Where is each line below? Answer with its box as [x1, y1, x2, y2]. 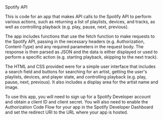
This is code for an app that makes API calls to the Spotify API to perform [5, 14, 152, 19]
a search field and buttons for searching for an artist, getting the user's [5, 69, 147, 75]
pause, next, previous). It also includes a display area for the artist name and [5, 79, 159, 85]
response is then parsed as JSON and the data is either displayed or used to [5, 49, 158, 55]
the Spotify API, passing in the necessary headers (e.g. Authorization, [5, 39, 145, 44]
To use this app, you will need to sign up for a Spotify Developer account [5, 94, 151, 100]
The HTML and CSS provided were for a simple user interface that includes [5, 63, 156, 69]
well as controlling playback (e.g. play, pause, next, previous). [5, 24, 129, 30]
